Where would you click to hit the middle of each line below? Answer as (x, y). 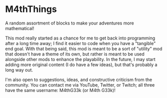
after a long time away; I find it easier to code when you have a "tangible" (81, 43)
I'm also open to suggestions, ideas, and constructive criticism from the (79, 79)
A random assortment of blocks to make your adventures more (70, 23)
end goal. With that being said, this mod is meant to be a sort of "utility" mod (84, 48)
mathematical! (20, 28)
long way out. (19, 70)
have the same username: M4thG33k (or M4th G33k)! (60, 90)
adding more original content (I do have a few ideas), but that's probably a (81, 64)
